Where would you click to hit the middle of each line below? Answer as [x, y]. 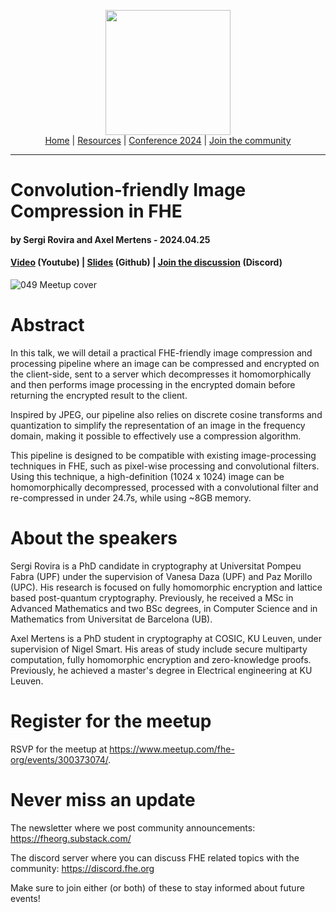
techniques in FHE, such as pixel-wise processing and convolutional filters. [165, 466]
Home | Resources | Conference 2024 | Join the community [168, 140]
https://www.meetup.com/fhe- [172, 749]
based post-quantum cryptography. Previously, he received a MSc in [152, 597]
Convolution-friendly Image [128, 190]
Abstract [47, 325]
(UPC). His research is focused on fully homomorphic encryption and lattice [166, 587]
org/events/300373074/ [59, 759]
